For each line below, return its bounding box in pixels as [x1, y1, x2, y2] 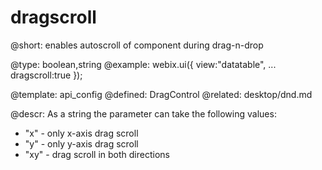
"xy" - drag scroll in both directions [24, 148, 170, 160]
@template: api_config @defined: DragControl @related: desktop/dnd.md [10, 88, 313, 100]
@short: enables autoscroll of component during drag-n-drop [10, 39, 264, 51]
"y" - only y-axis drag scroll [24, 137, 139, 150]
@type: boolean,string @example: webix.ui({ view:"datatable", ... [10, 58, 277, 70]
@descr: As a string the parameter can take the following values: [10, 107, 277, 120]
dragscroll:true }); [10, 69, 83, 81]
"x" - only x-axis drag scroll [24, 127, 139, 139]
